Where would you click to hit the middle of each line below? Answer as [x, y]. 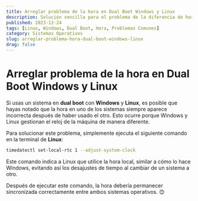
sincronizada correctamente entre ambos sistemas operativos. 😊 [85, 192]
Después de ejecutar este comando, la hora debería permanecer [85, 185]
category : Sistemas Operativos [44, 34]
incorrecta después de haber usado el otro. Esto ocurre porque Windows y [97, 115]
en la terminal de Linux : [35, 139]
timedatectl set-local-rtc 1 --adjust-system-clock [71, 150]
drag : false [21, 45]
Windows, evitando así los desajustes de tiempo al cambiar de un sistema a [98, 168]
